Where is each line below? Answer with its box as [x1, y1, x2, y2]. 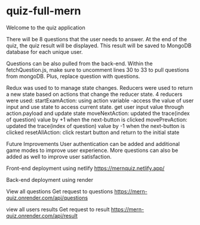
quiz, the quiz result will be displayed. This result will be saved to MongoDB [6, 42, 192, 49]
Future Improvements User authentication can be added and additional [6, 140, 180, 147]
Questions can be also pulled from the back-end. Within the [6, 60, 153, 67]
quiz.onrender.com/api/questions [6, 194, 88, 201]
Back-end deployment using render [6, 176, 94, 183]
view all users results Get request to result [6, 205, 110, 213]
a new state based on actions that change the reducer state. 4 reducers [6, 90, 183, 98]
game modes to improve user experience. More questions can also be [6, 147, 179, 154]
